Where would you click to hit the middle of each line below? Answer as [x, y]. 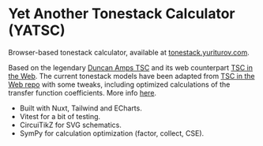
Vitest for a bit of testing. [60, 116]
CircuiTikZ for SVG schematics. [71, 125]
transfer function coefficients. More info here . [82, 92]
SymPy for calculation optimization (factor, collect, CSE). [112, 133]
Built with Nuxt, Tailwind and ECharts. [81, 108]
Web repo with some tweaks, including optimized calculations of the [119, 84]
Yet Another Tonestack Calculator [122, 14]
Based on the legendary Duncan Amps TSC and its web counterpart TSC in [130, 67]
